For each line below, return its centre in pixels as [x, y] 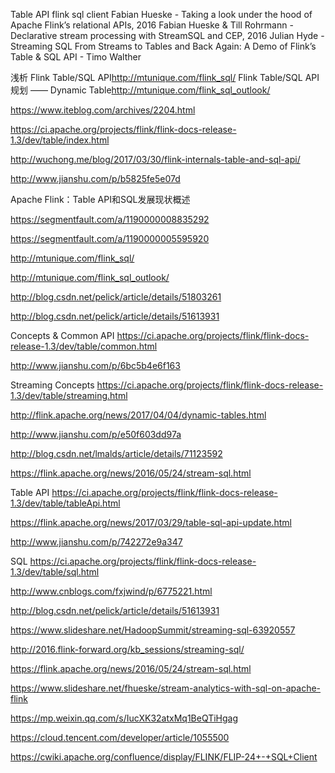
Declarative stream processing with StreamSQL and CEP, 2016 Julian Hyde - [167, 35]
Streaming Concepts [52, 385]
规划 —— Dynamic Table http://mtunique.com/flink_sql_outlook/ [140, 90]
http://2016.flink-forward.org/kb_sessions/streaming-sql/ [127, 649]
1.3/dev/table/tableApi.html [65, 503]
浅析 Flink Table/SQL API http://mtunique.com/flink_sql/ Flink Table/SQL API [165, 77]
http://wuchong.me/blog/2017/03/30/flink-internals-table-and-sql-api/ [155, 159]
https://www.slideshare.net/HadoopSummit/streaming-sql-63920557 [153, 630]
